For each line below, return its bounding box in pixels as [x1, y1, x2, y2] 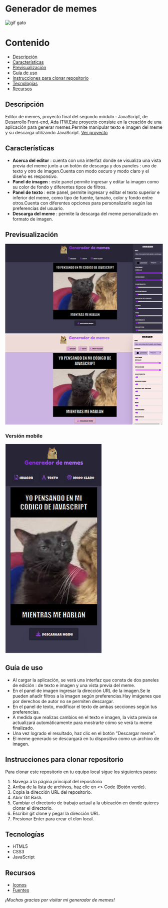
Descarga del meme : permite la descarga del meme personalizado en [12, 210, 158, 216]
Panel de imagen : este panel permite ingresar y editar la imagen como [12, 178, 159, 184]
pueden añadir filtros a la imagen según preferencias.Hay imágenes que [12, 693, 161, 699]
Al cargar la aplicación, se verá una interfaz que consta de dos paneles [12, 677, 159, 683]
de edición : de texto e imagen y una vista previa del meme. [12, 682, 135, 688]
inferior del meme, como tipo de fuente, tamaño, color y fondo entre [12, 194, 153, 200]
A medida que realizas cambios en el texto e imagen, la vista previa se [12, 714, 157, 720]
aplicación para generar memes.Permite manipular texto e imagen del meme [5, 124, 162, 130]
